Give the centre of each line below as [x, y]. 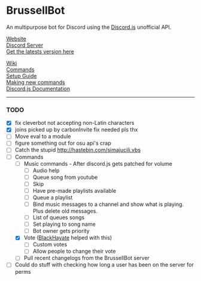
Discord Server [25, 45]
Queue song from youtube [65, 177]
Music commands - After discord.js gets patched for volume [98, 163]
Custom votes [50, 244]
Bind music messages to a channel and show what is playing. [108, 204]
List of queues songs [59, 217]
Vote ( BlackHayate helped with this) [68, 238]
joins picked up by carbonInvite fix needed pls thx [76, 130]
